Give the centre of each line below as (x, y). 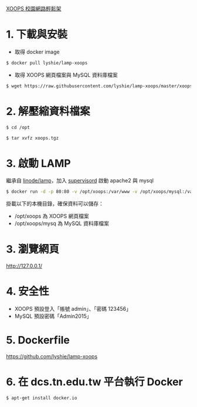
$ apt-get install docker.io (42, 398)
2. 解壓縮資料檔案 (48, 111)
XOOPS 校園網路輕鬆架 (34, 9)
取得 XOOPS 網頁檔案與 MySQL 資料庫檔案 (66, 74)
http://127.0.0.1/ (24, 266)
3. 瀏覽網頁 (33, 250)
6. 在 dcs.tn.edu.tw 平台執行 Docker (94, 382)
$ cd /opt (18, 127)
